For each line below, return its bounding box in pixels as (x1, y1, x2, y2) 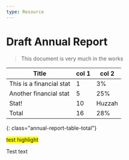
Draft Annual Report (6, 34, 108, 48)
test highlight (6, 136, 39, 143)
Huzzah (96, 99, 118, 107)
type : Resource (6, 8, 44, 15)
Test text (6, 147, 28, 155)
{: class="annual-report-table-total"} (6, 124, 97, 132)
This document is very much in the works (20, 55, 124, 62)
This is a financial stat (9, 79, 71, 88)
